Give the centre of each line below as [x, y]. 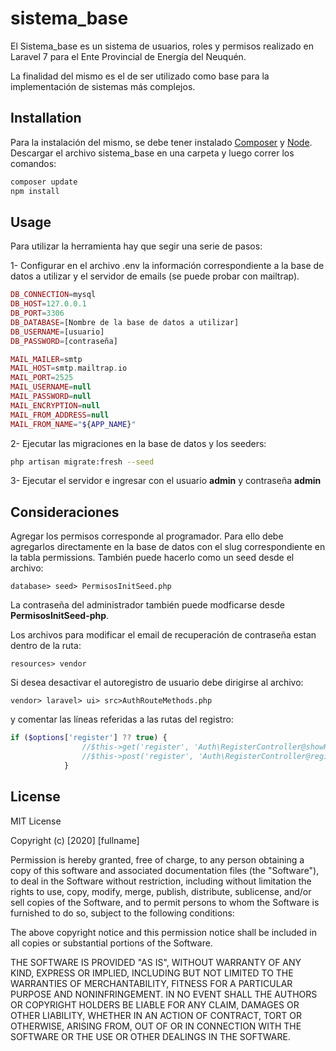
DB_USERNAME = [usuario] [57, 332]
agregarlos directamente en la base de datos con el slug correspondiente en [168, 547]
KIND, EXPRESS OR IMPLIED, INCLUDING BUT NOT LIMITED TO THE [152, 973]
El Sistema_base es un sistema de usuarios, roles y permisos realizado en [162, 46]
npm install [35, 191]
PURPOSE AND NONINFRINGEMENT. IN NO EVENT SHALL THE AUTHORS [164, 994]
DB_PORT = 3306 [37, 313]
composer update [44, 182]
